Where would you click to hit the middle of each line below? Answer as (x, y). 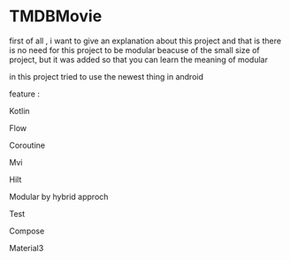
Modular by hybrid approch (59, 196)
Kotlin (19, 111)
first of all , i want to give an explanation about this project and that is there (145, 41)
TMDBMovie (56, 16)
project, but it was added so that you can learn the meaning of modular (138, 59)
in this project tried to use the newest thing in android (106, 76)
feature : (24, 94)
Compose (27, 231)
